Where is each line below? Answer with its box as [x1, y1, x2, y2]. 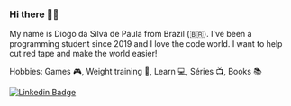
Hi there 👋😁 [9, 8, 59, 21]
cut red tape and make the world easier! [9, 49, 158, 59]
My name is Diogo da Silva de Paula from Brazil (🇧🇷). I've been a [9, 29, 252, 40]
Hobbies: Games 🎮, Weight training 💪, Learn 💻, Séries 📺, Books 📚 [9, 66, 263, 77]
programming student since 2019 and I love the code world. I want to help [9, 39, 283, 49]
